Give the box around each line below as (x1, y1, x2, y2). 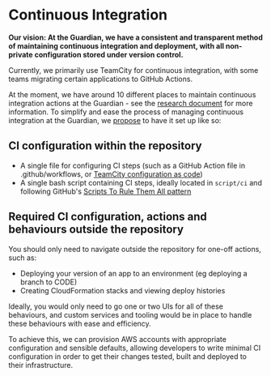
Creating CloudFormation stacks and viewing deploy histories (19, 285, 226, 295)
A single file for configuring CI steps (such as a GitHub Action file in (19, 160, 246, 170)
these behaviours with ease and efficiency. (8, 318, 151, 328)
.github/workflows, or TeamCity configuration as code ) (19, 169, 204, 179)
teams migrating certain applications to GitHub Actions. (8, 74, 193, 83)
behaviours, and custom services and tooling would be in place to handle (8, 310, 252, 319)
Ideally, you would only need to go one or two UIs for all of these (8, 301, 224, 311)
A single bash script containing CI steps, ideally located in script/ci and (19, 177, 263, 187)
